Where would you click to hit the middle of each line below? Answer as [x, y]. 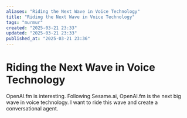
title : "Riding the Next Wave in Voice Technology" [70, 17]
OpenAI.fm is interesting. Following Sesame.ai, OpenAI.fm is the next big [93, 96]
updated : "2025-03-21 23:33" [42, 33]
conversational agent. [32, 108]
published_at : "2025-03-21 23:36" [48, 39]
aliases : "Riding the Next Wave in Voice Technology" [73, 11]
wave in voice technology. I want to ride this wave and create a [82, 102]
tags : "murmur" [25, 22]
